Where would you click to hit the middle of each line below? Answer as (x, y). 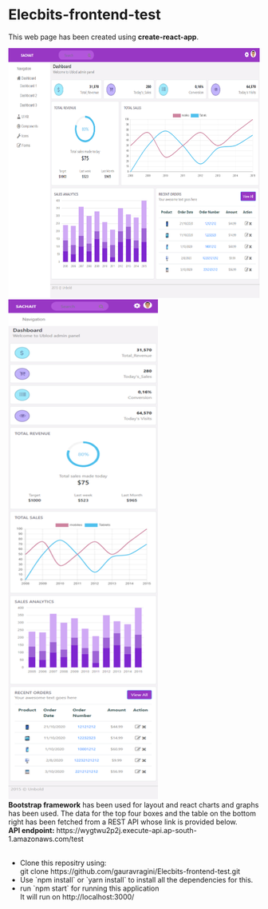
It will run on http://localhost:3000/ (77, 896)
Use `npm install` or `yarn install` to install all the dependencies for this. (136, 879)
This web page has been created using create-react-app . (104, 37)
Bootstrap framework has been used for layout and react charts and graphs (134, 804)
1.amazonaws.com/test (46, 839)
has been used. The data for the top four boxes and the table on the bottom (132, 813)
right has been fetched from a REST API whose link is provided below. (123, 822)
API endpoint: (32, 830)
